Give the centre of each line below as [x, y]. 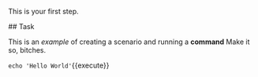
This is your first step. [43, 11]
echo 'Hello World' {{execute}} [59, 65]
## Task [21, 26]
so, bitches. [27, 50]
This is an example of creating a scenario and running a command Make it [129, 42]
